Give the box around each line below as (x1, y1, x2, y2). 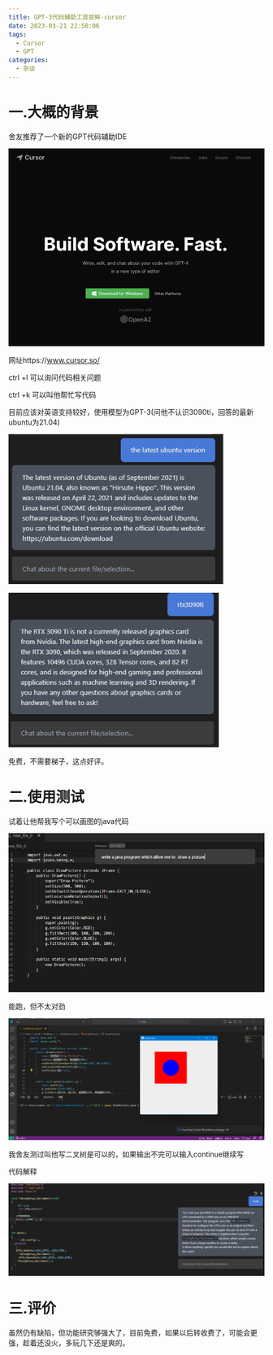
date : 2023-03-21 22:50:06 (8, 21, 100, 30)
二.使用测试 (8, 787, 85, 806)
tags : (8, 30, 27, 38)
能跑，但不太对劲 (8, 1001, 66, 1012)
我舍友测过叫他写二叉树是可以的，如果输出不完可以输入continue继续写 (8, 1149, 245, 1159)
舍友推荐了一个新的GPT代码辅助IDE (8, 131, 128, 142)
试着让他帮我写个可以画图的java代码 (8, 816, 129, 826)
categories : (8, 56, 49, 64)
